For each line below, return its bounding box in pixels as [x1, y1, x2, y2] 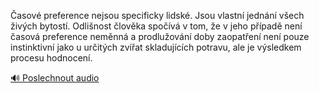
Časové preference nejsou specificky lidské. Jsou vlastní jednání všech [10, 10, 305, 21]
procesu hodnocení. [10, 52, 93, 64]
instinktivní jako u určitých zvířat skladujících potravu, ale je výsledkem [10, 41, 302, 53]
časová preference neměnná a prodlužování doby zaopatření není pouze [10, 31, 310, 42]
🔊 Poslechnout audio [10, 72, 100, 84]
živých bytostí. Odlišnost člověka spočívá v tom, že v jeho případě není [10, 20, 303, 32]
